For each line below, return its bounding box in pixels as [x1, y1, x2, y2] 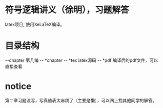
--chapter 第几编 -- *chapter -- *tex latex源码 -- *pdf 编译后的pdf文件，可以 [5, 57, 158, 63]
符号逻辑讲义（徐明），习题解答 [5, 4, 129, 16]
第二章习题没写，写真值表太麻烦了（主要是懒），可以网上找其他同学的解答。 [5, 97, 157, 103]
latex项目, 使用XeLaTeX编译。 [5, 21, 65, 27]
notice [5, 81, 32, 92]
